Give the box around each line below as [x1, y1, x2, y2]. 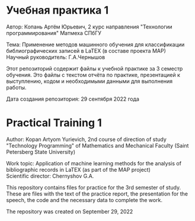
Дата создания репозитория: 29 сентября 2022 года [6, 95, 139, 103]
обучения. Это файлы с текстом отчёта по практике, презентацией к [6, 71, 181, 78]
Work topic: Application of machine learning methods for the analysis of [6, 159, 182, 166]
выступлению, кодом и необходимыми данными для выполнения [6, 78, 173, 85]
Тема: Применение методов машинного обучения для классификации [6, 41, 185, 48]
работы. [6, 84, 27, 91]
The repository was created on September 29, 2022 [6, 208, 133, 215]
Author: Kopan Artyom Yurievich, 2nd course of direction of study [6, 136, 167, 143]
